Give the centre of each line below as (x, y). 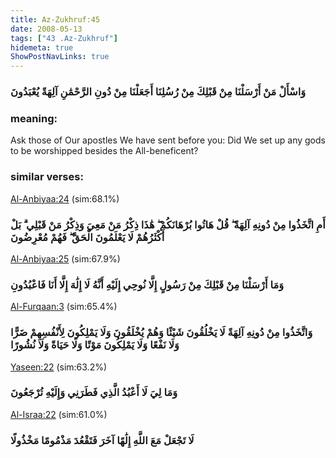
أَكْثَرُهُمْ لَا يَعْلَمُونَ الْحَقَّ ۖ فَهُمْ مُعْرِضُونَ (87, 237)
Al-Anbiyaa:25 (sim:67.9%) (65, 258)
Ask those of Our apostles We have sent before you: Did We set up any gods (168, 140)
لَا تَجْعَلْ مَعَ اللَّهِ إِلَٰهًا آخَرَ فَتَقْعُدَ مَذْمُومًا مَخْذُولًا (102, 440)
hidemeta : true (42, 47)
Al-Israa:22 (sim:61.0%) (59, 414)
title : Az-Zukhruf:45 (55, 19)
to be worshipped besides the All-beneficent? (104, 151)
